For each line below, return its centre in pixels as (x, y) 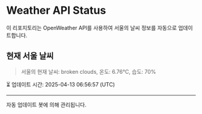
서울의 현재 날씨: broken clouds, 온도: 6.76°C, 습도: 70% (88, 71)
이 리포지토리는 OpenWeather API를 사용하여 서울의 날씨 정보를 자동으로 (92, 28)
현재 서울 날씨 (30, 56)
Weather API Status (56, 10)
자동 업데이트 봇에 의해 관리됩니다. (46, 104)
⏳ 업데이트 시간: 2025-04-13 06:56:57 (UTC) (61, 84)
